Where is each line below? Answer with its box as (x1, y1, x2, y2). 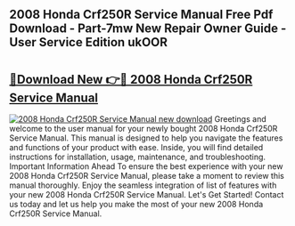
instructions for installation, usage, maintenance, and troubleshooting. (9, 151, 266, 162)
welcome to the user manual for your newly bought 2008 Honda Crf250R (9, 124, 278, 133)
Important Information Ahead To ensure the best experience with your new (9, 161, 283, 172)
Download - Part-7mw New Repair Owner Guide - (9, 21, 287, 36)
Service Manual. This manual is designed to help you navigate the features (9, 133, 283, 143)
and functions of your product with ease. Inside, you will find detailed (9, 142, 264, 152)
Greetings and (214, 114, 266, 124)
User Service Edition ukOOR (9, 35, 168, 50)
